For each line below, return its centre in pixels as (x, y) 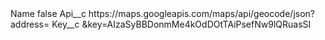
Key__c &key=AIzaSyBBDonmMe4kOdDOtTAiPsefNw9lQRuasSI (181, 24)
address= (30, 24)
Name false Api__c (48, 13)
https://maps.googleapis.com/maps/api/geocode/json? (201, 13)
